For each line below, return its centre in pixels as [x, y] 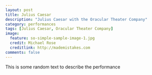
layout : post [19, 10]
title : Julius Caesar [28, 15]
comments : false [23, 52]
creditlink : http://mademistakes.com [50, 48]
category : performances [31, 24]
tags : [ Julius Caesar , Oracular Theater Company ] [59, 29]
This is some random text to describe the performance [63, 67]
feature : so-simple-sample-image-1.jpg [52, 39]
